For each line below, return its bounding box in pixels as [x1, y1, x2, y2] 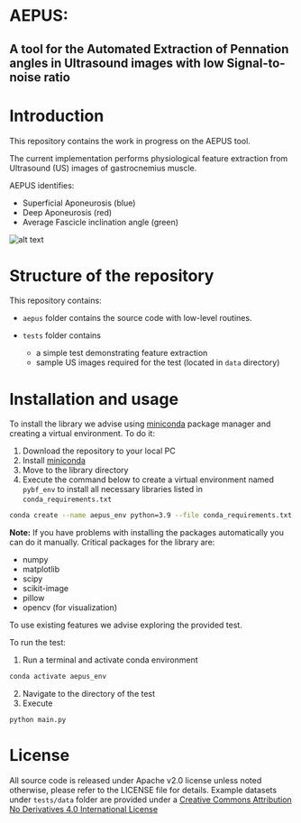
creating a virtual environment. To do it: [9, 428, 156, 439]
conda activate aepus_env [9, 672, 106, 681]
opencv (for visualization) [22, 602, 118, 613]
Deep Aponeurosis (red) [22, 206, 113, 217]
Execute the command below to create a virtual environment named [22, 474, 275, 485]
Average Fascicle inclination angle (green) [22, 216, 178, 227]
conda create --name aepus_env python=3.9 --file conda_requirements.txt [9, 511, 293, 520]
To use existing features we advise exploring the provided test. [9, 619, 243, 631]
